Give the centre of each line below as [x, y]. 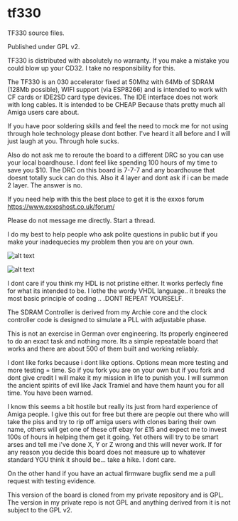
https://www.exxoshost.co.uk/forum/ [61, 206]
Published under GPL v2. [44, 46]
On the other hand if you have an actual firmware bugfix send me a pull [112, 473]
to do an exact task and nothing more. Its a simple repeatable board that [113, 341]
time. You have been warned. [50, 393]
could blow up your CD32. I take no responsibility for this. [92, 68]
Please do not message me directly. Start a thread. [81, 220]
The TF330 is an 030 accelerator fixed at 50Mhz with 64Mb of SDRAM [111, 82]
